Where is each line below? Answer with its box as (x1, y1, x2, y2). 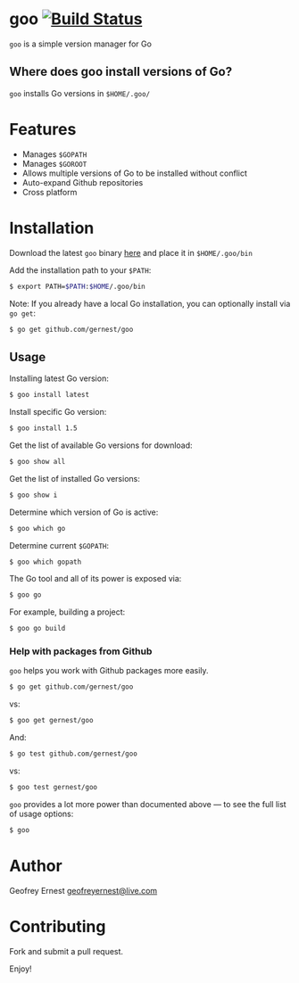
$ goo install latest (9, 391, 90, 400)
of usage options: (9, 808, 74, 819)
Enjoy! (9, 963, 33, 974)
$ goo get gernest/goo (9, 716, 94, 725)
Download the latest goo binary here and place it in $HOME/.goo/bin (9, 247, 253, 258)
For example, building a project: (9, 607, 126, 617)
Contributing (9, 916, 106, 937)
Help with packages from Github (9, 645, 153, 657)
